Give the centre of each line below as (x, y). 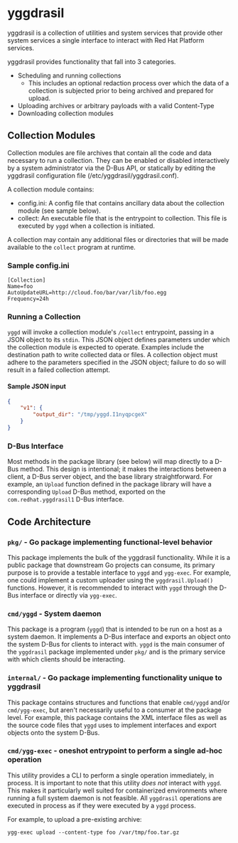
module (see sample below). (59, 211)
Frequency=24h (28, 299)
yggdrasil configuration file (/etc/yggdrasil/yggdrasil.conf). (93, 175)
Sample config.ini (38, 265)
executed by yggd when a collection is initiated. (86, 226)
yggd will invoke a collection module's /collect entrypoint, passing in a (111, 332)
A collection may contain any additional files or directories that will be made (118, 239)
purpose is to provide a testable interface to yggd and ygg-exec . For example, (119, 572)
